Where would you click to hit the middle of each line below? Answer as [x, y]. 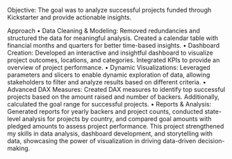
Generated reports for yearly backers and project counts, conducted [105, 111]
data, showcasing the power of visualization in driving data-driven [102, 141]
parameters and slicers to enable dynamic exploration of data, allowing [109, 75]
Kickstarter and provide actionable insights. [69, 17]
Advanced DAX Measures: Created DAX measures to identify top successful [116, 90]
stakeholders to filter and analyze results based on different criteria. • [107, 82]
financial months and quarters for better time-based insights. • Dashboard [114, 45]
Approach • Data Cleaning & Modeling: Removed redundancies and [103, 31]
